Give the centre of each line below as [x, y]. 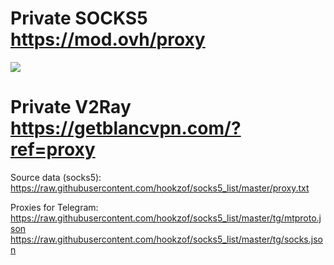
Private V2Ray [71, 107]
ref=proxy [53, 149]
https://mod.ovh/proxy [108, 39]
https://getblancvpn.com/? [126, 128]
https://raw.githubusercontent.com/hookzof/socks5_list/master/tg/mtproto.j [166, 218]
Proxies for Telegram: [54, 207]
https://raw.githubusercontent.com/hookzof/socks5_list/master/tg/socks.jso [166, 239]
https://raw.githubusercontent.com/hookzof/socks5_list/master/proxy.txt [160, 188]
